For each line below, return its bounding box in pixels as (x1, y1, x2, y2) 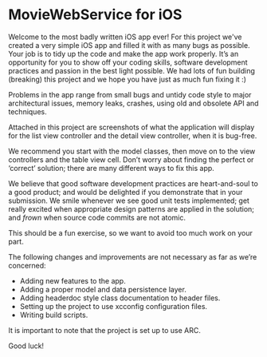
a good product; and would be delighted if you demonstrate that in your (8, 187, 243, 196)
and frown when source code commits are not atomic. (8, 212, 186, 222)
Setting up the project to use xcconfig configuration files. (19, 301, 208, 311)
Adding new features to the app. (19, 276, 126, 285)
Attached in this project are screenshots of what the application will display (8, 122, 255, 132)
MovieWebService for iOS (8, 6, 183, 24)
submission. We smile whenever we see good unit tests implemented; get (8, 196, 249, 205)
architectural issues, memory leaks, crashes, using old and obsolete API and (8, 98, 259, 108)
